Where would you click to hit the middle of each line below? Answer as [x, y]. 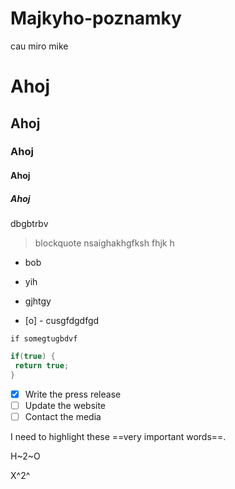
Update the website [65, 405]
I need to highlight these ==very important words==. [118, 436]
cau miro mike [39, 46]
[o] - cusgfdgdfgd [62, 320]
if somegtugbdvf [44, 339]
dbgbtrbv [29, 223]
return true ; [42, 365]
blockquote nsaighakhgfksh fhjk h [104, 243]
